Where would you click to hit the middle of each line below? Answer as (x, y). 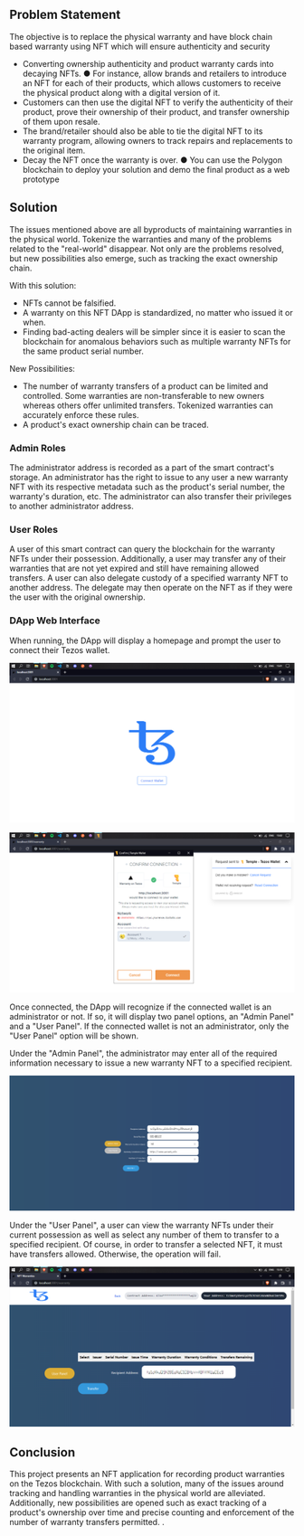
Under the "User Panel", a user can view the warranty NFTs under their (142, 1226)
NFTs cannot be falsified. (69, 303)
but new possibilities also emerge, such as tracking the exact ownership (144, 258)
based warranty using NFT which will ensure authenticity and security (140, 46)
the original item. (54, 150)
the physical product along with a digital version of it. (121, 92)
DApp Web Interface (55, 621)
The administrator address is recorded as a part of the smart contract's (142, 467)
